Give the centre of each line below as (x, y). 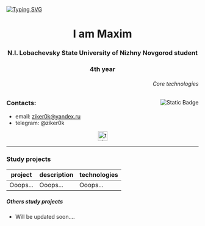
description (56, 174)
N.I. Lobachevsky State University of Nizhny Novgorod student (103, 53)
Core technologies (175, 84)
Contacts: (21, 103)
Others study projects (35, 201)
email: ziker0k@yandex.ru (48, 116)
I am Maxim (103, 34)
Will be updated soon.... (45, 216)
